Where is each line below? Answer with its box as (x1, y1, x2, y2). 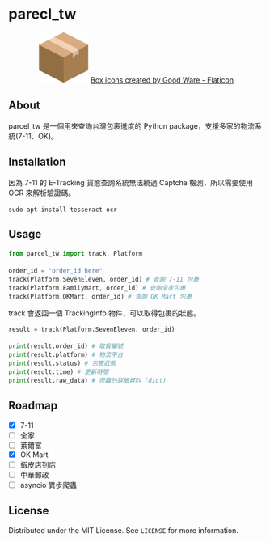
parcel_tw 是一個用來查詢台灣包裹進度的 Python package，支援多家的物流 (8, 121, 255, 130)
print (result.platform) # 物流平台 (8, 351, 124, 359)
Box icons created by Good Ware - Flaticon (90, 74, 234, 85)
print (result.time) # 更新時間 (8, 368, 109, 376)
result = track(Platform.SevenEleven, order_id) (8, 325, 175, 333)
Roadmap (8, 399, 58, 413)
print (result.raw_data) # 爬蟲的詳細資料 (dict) (8, 376, 167, 384)
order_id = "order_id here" (8, 267, 103, 275)
